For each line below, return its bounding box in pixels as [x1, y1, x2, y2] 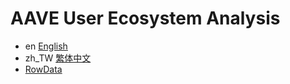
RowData [24, 63, 63, 75]
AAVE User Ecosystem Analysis [10, 7, 281, 30]
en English [24, 40, 68, 52]
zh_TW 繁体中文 [24, 52, 92, 64]
